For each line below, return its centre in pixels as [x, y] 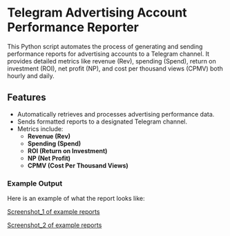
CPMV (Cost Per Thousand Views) [78, 165]
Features [27, 98]
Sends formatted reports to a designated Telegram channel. [102, 121]
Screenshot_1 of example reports [54, 212]
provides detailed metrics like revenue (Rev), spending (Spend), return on [112, 61]
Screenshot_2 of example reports [55, 225]
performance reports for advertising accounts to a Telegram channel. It [108, 54]
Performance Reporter [73, 27]
